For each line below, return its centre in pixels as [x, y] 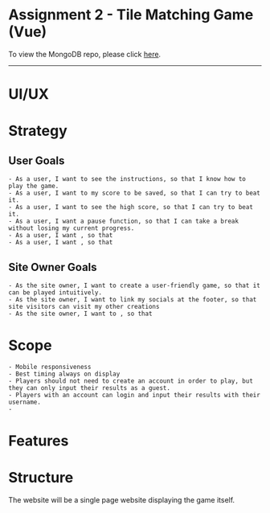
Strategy [38, 131]
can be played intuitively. [55, 292]
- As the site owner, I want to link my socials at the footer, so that [133, 299]
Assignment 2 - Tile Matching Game [131, 15]
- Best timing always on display [64, 374]
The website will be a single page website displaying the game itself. [122, 500]
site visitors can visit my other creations [84, 306]
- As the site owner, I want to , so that [80, 314]
